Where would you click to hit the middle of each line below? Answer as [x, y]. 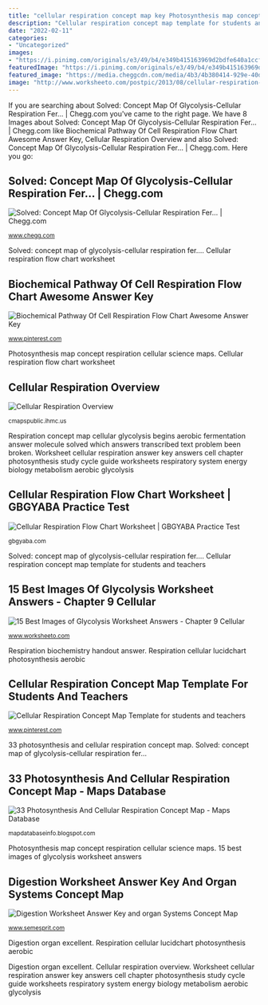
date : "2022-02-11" [41, 30]
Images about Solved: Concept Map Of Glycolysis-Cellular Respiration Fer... [132, 122]
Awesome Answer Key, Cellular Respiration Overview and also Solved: [124, 139]
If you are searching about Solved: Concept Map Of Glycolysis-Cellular [125, 105]
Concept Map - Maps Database [87, 791]
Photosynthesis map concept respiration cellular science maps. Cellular [126, 354]
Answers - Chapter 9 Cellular [82, 602]
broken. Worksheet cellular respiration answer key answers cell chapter [126, 452]
